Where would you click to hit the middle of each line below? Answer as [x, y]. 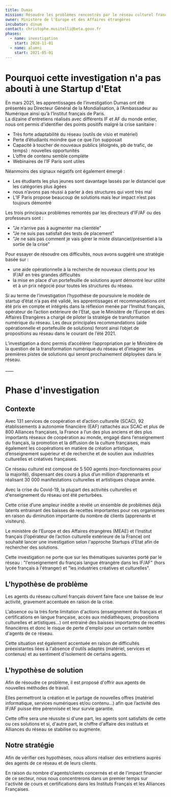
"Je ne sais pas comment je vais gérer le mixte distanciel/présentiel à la [88, 239]
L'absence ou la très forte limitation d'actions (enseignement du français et [84, 612]
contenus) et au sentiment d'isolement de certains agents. [66, 654]
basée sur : [17, 260]
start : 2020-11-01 [34, 43]
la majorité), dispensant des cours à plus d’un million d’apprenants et [77, 474]
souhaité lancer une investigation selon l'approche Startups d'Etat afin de [82, 542]
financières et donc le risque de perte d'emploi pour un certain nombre [80, 628]
